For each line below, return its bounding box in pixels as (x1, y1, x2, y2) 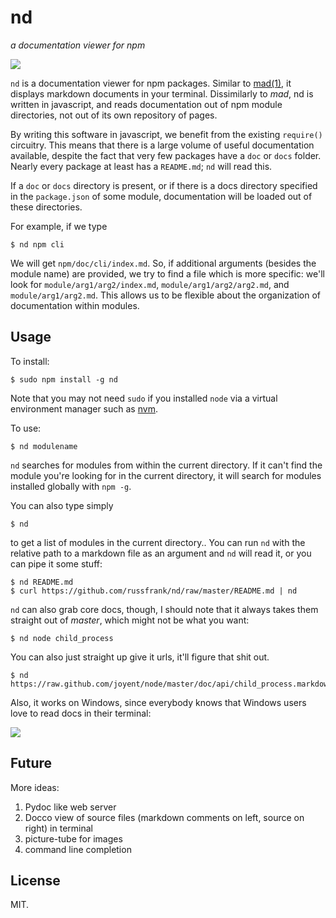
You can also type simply (10, 499, 114, 511)
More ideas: (10, 781, 60, 793)
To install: (10, 355, 50, 367)
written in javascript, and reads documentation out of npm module (10, 98, 283, 110)
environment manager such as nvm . (10, 402, 158, 415)
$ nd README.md (10, 577, 74, 587)
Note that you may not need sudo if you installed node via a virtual (10, 392, 278, 404)
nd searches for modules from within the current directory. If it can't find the (10, 459, 323, 471)
